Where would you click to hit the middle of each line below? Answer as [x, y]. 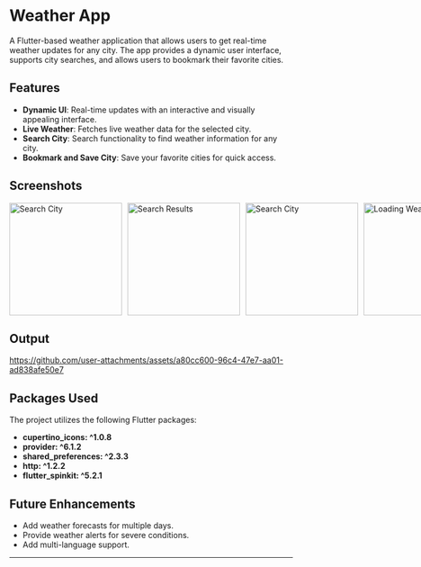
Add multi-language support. [76, 544]
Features [35, 88]
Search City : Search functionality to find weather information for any [150, 138]
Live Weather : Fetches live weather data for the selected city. [137, 129]
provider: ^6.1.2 [52, 447]
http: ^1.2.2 [44, 466]
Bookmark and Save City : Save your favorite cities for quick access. [149, 157]
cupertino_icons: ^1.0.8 [67, 437]
